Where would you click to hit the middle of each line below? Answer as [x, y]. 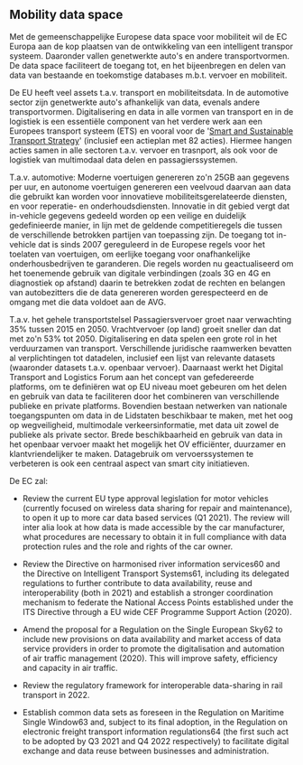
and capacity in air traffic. [70, 667]
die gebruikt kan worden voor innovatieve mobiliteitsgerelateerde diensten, [148, 196]
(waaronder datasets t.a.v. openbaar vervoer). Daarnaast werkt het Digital [147, 367]
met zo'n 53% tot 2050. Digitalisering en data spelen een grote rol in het [143, 339]
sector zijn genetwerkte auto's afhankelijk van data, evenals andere [134, 102]
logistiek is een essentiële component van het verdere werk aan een [136, 121]
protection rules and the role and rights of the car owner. [128, 546]
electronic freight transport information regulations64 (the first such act [155, 732]
